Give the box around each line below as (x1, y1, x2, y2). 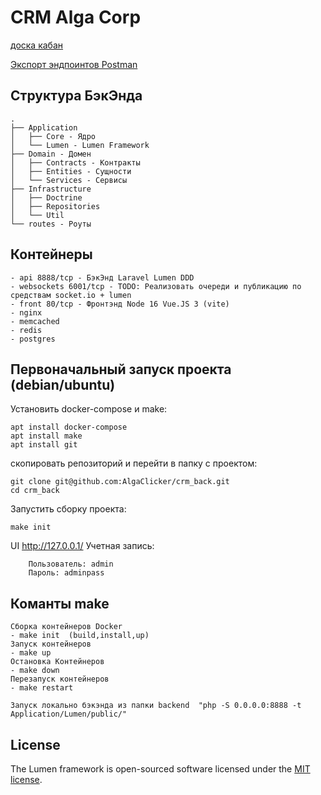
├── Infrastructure (10, 184, 92, 194)
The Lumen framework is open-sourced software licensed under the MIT (10, 763, 311, 775)
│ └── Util (10, 210, 65, 220)
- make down (10, 666, 60, 676)
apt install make (10, 431, 83, 441)
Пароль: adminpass (28, 568, 105, 578)
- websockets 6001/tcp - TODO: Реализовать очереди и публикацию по (10, 281, 302, 291)
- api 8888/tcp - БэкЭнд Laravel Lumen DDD (10, 272, 195, 283)
